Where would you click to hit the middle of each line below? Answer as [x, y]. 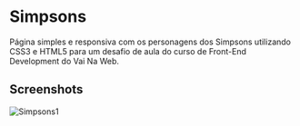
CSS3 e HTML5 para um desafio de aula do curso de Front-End [128, 51]
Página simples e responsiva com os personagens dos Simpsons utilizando [150, 42]
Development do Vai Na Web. [65, 61]
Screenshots [46, 89]
